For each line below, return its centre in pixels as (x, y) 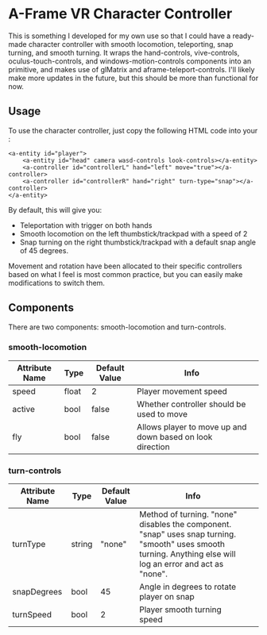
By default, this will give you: (55, 210)
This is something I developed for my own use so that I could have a (120, 36)
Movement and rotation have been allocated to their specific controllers (125, 266)
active (24, 409)
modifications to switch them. (57, 283)
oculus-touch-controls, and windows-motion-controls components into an (130, 61)
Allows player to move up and (192, 427)
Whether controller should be (191, 404)
